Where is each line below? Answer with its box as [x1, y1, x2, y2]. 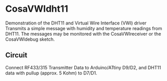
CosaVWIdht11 [5, 3, 68, 15]
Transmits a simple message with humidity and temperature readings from [5, 25, 162, 31]
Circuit [5, 51, 28, 60]
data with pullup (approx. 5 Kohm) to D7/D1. [5, 70, 97, 76]
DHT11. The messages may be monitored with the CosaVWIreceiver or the [5, 31, 161, 37]
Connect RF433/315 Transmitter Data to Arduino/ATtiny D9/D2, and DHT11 [5, 64, 161, 70]
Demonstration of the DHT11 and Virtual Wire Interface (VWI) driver [5, 20, 147, 26]
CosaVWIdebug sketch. [5, 36, 55, 42]
